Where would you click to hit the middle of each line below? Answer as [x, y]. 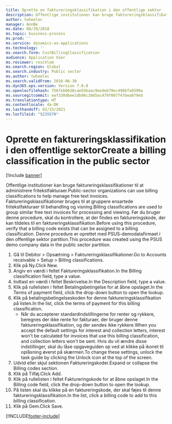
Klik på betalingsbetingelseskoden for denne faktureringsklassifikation [87, 298]
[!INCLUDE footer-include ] [33, 416]
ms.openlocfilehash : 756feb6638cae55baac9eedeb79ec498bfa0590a [75, 90]
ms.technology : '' [25, 48]
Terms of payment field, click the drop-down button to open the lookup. [89, 292]
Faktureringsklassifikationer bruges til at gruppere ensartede [69, 201]
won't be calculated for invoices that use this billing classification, [90, 336]
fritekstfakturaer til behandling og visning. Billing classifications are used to [84, 206]
